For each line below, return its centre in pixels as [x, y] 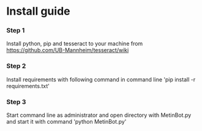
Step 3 [16, 102]
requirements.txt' [28, 86]
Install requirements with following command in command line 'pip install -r [101, 79]
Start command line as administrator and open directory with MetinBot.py [99, 115]
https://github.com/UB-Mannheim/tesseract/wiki [68, 50]
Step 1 [16, 31]
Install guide [38, 11]
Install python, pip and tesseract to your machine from [75, 43]
